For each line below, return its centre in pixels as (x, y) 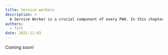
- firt (16, 28)
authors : (14, 24)
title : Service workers (30, 10)
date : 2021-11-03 (23, 33)
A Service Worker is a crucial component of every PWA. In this (78, 19)
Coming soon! (19, 47)
